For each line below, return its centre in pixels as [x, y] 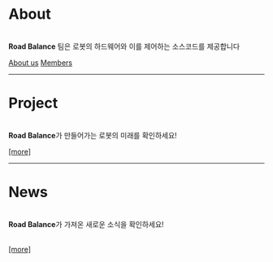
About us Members [41, 63]
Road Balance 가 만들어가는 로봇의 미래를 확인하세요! [93, 135]
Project [33, 103]
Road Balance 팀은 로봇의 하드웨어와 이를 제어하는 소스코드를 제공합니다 [124, 46]
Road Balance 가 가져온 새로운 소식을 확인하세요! [86, 224]
